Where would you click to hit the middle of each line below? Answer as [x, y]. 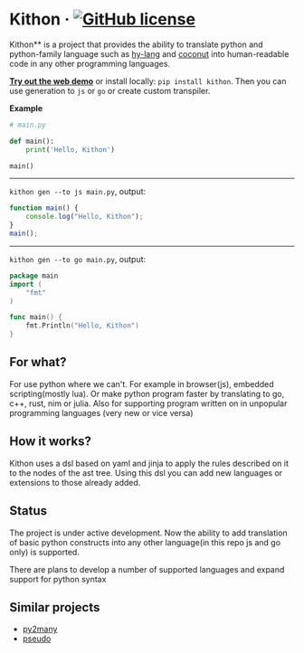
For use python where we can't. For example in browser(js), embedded [142, 383]
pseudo [37, 639]
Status [28, 511]
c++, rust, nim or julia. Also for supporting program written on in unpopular [148, 403]
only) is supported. [44, 552]
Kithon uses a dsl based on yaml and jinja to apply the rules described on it [149, 463]
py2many [40, 629]
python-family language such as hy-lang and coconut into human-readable [149, 53]
